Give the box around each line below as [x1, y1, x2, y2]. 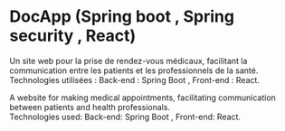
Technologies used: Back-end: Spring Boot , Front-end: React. [9, 111, 242, 122]
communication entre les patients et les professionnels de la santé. [9, 65, 259, 76]
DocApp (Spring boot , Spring [9, 6, 235, 27]
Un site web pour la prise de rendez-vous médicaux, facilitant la [9, 55, 248, 66]
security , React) [9, 25, 137, 46]
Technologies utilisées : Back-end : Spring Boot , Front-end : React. [9, 74, 261, 85]
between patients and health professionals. [9, 101, 170, 112]
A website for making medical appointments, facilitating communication [9, 92, 276, 103]
